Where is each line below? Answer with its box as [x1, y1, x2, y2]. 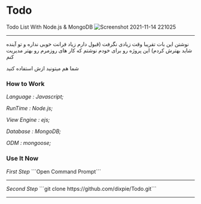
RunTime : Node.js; [6, 105, 53, 112]
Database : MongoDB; [6, 128, 62, 135]
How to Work [6, 79, 45, 88]
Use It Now [6, 154, 39, 163]
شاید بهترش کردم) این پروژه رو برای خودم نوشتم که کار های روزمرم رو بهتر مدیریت [6, 47, 193, 54]
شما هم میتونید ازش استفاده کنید [6, 64, 80, 72]
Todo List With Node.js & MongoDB [6, 23, 93, 30]
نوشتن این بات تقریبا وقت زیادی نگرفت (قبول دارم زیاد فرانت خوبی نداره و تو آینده [6, 40, 190, 48]
